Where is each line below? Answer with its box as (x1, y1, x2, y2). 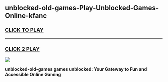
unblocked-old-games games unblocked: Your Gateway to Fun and (5, 66, 147, 72)
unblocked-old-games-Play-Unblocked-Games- (5, 4, 159, 12)
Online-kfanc (5, 12, 47, 20)
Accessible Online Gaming (5, 71, 61, 77)
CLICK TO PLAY (5, 27, 44, 34)
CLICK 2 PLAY (5, 45, 40, 52)
